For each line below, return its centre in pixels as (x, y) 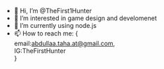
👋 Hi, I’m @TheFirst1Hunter (53, 11)
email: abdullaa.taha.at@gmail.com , (64, 43)
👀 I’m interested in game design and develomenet (86, 18)
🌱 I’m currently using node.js (55, 25)
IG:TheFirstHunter (40, 51)
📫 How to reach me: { (46, 33)
